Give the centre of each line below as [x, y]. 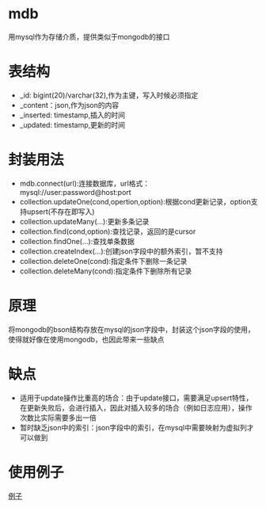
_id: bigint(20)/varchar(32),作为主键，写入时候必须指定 [109, 95]
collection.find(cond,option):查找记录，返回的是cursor [108, 231]
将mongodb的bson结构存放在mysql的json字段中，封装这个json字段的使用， [131, 329]
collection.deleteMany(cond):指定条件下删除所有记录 [106, 271]
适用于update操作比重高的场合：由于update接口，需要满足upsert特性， [136, 398]
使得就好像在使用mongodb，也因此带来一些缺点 [86, 339]
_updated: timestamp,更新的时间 [72, 124]
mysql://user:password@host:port [76, 192]
